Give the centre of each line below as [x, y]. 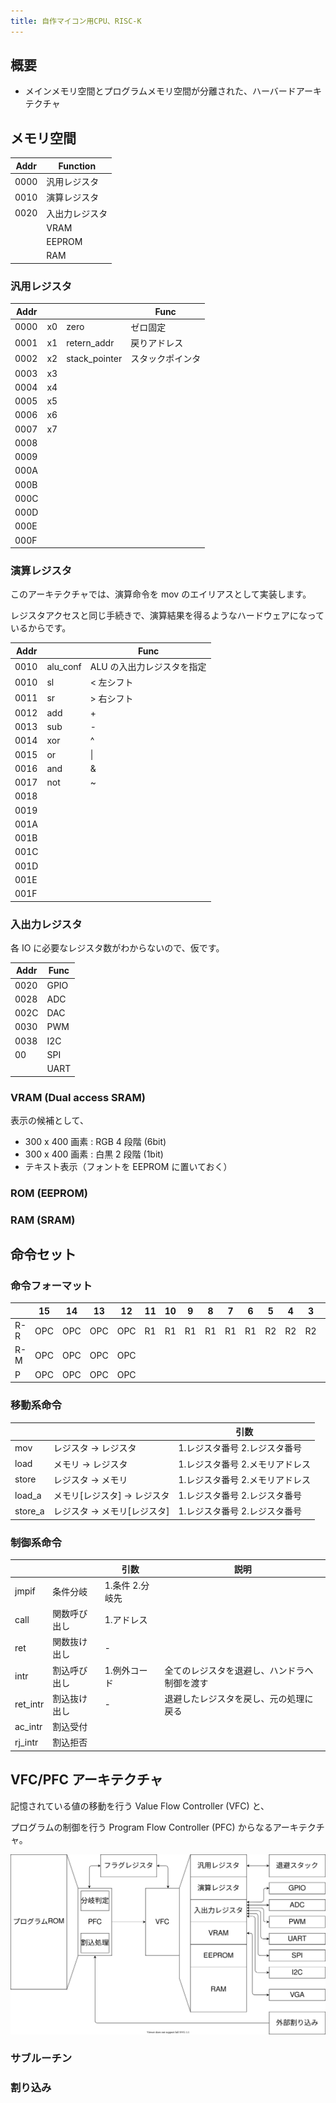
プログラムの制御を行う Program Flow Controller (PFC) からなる [141, 1827]
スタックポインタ [166, 359]
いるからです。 [41, 628]
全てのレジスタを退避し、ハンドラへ [239, 1670]
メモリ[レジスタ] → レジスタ [111, 1496]
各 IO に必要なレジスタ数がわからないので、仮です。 [117, 947]
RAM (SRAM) [43, 1220]
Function [77, 166]
